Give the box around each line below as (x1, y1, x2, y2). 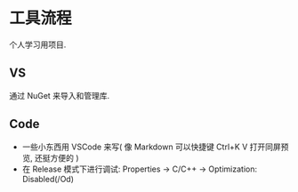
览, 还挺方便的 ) (21, 152, 79, 163)
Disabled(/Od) (21, 173, 74, 184)
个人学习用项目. (9, 39, 67, 50)
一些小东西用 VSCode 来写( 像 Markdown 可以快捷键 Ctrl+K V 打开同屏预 (21, 141, 289, 152)
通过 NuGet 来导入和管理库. (9, 90, 109, 100)
